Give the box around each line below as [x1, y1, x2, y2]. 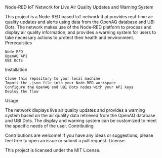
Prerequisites [5, 40, 32, 46]
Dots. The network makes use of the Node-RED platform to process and [5, 24, 152, 30]
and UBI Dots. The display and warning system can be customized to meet [5, 118, 157, 124]
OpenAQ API [5, 54, 28, 59]
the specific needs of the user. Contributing [5, 123, 94, 128]
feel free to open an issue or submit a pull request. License [5, 138, 125, 143]
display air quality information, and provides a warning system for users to [5, 30, 157, 35]
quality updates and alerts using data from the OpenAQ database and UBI [5, 19, 155, 25]
